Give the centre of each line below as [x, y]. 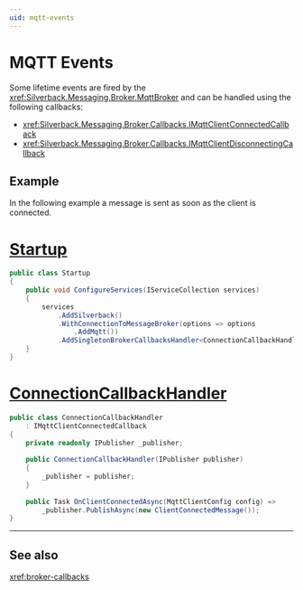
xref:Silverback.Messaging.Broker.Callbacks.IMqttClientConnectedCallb [156, 124]
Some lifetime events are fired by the [78, 88]
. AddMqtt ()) [96, 332]
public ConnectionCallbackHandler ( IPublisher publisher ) [135, 460]
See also [34, 555]
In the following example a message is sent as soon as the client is [133, 203]
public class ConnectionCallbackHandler [87, 417]
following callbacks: [46, 107]
